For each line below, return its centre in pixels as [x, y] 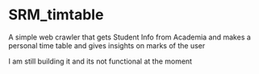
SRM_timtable [56, 15]
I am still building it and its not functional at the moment [100, 61]
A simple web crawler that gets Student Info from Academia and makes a [130, 37]
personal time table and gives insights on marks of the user [107, 45]
